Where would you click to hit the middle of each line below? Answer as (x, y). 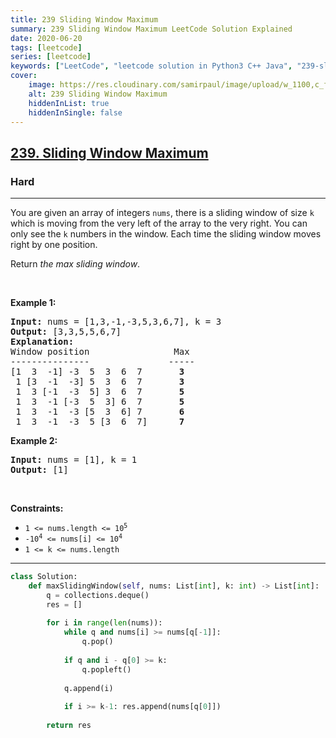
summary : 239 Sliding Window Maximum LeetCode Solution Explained (151, 29)
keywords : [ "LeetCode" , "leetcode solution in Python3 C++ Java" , (151, 66)
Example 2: (34, 441)
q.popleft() (106, 669)
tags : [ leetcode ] (46, 47)
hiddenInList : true (69, 103)
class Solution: (44, 577)
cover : (24, 76)
